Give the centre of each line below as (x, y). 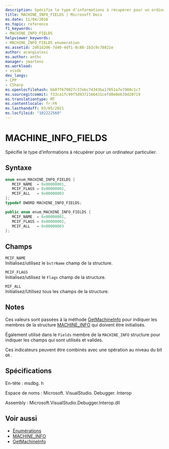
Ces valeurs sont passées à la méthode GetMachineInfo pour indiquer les (81, 319)
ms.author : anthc (23, 57)
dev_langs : (17, 76)
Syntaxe (18, 168)
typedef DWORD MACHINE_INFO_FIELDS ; (44, 203)
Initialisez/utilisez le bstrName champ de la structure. (59, 263)
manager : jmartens (24, 62)
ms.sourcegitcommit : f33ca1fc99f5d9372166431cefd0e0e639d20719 (73, 94)
